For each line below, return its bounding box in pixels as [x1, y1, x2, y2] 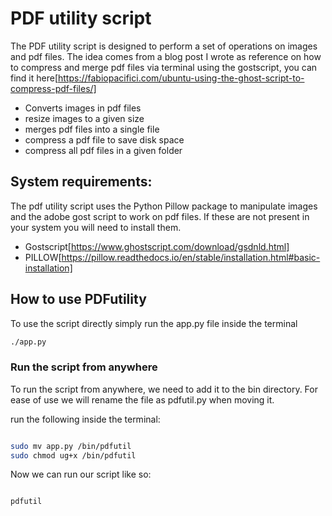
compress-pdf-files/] [10, 82, 97, 94]
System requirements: [10, 173, 153, 191]
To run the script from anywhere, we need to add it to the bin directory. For [10, 383, 318, 395]
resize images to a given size [24, 112, 145, 124]
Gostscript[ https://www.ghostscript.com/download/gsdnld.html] [24, 240, 290, 252]
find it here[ [10, 72, 59, 84]
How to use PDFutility [10, 291, 147, 308]
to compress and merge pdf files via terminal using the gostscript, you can [10, 61, 318, 73]
